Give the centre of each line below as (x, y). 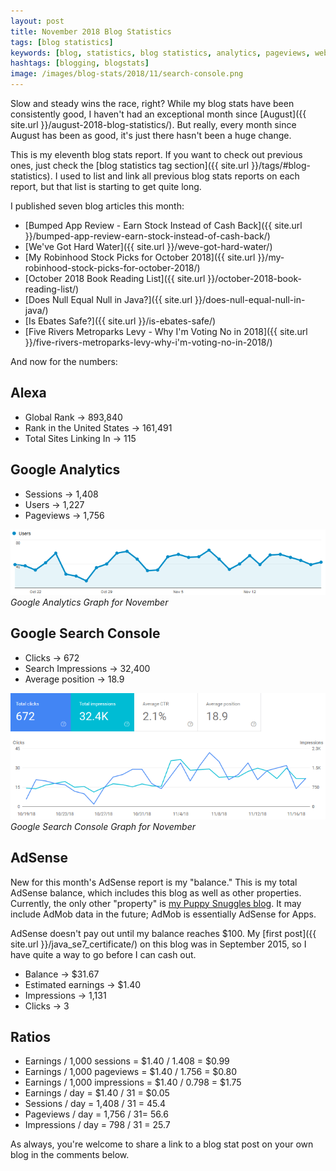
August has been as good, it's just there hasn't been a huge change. (151, 135)
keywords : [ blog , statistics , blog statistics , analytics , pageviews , (160, 53)
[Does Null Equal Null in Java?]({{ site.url (108, 299)
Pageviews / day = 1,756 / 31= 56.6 (96, 1114)
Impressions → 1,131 (65, 995)
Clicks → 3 (47, 1006)
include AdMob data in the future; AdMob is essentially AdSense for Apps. (163, 914)
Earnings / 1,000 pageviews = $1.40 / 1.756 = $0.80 (131, 1072)
